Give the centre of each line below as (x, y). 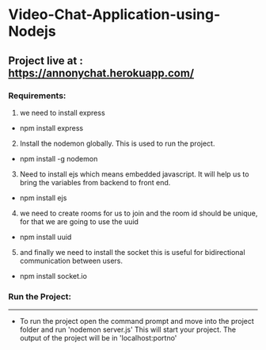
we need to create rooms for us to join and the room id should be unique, (139, 213)
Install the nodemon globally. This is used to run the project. (117, 143)
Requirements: (37, 95)
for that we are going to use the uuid (79, 221)
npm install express (51, 127)
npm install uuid (46, 237)
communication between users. (71, 261)
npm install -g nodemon (59, 158)
